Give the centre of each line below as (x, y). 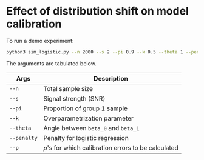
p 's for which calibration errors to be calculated (111, 148)
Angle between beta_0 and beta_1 (91, 128)
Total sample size (68, 88)
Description (111, 78)
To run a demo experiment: (40, 41)
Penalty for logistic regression (86, 138)
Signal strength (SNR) (74, 98)
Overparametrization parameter (88, 118)
